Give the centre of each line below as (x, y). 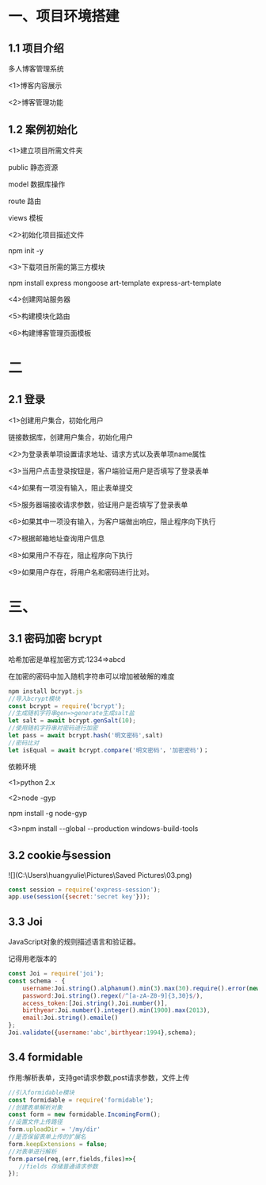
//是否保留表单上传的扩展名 (47, 1137)
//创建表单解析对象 (36, 1107)
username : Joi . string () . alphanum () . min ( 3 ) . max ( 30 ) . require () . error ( (136, 988)
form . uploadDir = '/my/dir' (55, 1129)
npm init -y (26, 250)
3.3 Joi (26, 921)
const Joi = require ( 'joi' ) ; (56, 974)
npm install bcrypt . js (46, 691)
